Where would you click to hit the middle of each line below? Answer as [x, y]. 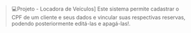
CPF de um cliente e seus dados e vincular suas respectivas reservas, [98, 17]
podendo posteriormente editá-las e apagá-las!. [71, 24]
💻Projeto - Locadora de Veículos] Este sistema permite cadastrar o [95, 9]
